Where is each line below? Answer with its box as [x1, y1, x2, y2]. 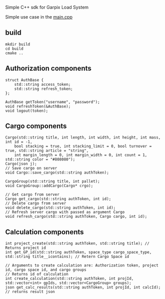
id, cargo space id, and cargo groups [5, 267, 87, 272]
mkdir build [5, 42, 30, 47]
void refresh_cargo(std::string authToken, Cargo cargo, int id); [5, 214, 147, 219]
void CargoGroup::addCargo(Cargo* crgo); [5, 183, 94, 189]
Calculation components [5, 228, 84, 236]
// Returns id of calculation [5, 272, 69, 277]
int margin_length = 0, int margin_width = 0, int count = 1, [14, 153, 147, 158]
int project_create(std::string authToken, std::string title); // [5, 241, 150, 246]
